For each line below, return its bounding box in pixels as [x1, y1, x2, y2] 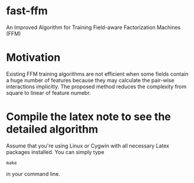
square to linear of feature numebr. [6, 89, 91, 96]
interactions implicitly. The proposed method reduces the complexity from [6, 83, 187, 90]
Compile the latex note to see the [6, 110, 172, 124]
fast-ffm [6, 4, 48, 18]
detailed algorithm [6, 123, 99, 136]
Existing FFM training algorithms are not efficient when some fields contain [6, 70, 189, 78]
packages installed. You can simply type [6, 148, 105, 155]
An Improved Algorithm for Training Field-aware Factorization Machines [6, 24, 181, 31]
